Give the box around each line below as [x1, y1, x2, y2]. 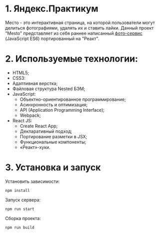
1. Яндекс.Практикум [5, 3, 99, 15]
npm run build [5, 225, 35, 230]
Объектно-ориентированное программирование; [19, 96, 126, 102]
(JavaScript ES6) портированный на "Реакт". [5, 36, 100, 42]
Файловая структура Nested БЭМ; [12, 86, 86, 92]
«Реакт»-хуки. [19, 144, 51, 150]
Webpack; [19, 112, 41, 118]
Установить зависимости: [5, 178, 60, 184]
